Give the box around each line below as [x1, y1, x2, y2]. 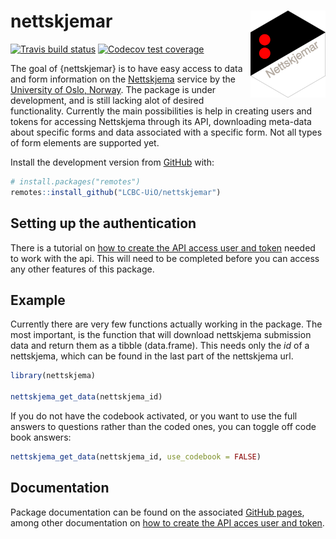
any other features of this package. [10, 263, 155, 275]
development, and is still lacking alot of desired [10, 94, 205, 106]
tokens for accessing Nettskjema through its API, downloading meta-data [10, 115, 312, 127]
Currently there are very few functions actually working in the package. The [10, 318, 323, 330]
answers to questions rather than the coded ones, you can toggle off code [10, 420, 317, 432]
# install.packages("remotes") [10, 176, 141, 187]
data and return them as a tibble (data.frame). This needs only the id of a [10, 340, 310, 352]
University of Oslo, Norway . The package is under [10, 83, 217, 95]
